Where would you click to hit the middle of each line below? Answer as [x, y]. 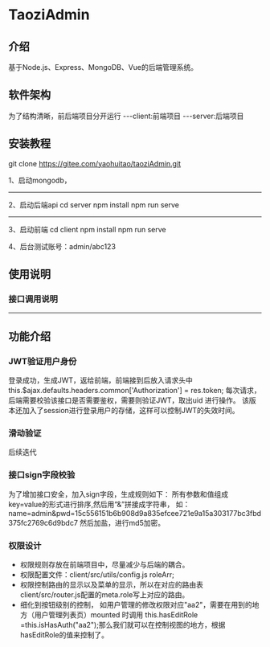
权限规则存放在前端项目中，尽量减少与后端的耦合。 [104, 564]
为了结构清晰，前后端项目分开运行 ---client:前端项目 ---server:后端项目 [126, 116]
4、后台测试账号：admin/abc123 [62, 246]
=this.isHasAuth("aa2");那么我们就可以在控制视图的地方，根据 [123, 624]
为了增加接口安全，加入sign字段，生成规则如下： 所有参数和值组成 [119, 494]
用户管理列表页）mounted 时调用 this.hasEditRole [116, 614]
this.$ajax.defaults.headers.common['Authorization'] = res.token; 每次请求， [135, 390]
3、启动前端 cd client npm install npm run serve [87, 229]
